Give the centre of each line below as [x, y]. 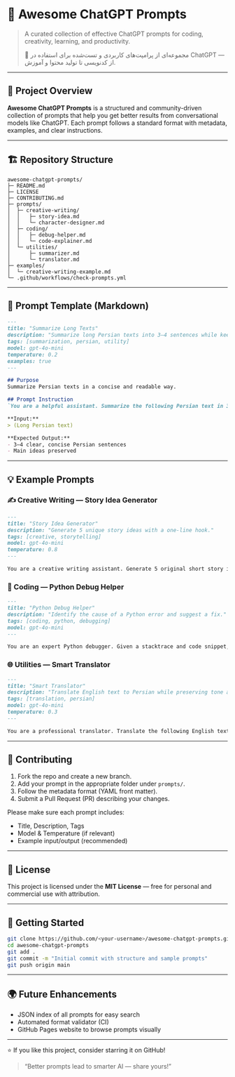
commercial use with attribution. [54, 894]
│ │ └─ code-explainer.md [50, 241]
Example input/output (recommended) [72, 841]
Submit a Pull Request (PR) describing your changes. [93, 799]
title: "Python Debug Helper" [51, 608]
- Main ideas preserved [42, 451]
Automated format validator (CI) [63, 1022]
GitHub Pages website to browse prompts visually [89, 1030]
